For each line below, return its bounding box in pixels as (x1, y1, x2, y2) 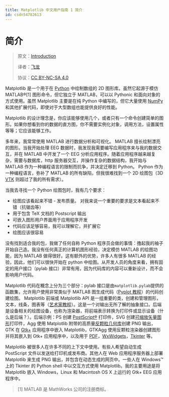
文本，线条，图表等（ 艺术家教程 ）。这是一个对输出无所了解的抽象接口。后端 (5, 301, 162, 307)
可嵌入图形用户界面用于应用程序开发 (12, 217, 88, 223)
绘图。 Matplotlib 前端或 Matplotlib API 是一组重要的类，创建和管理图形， (9, 295, 161, 301)
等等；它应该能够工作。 (5, 127, 54, 134)
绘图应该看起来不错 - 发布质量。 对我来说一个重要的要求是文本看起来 (12, 198, 155, 204)
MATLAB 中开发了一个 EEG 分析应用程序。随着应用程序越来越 (24, 151, 151, 157)
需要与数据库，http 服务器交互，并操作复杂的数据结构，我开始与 (14, 157, 147, 163)
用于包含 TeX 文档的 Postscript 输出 (12, 210, 87, 216)
